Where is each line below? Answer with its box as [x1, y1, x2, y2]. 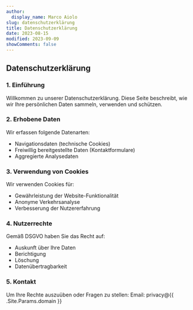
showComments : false [6, 42, 57, 48]
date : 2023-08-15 [6, 31, 49, 37]
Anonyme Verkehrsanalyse [14, 199, 81, 206]
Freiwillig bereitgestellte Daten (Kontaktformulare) [14, 146, 135, 153]
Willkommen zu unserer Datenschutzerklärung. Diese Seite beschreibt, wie [6, 94, 188, 101]
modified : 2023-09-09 [6, 36, 59, 42]
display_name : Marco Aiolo [11, 14, 78, 20]
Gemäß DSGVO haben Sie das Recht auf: [6, 233, 105, 240]
